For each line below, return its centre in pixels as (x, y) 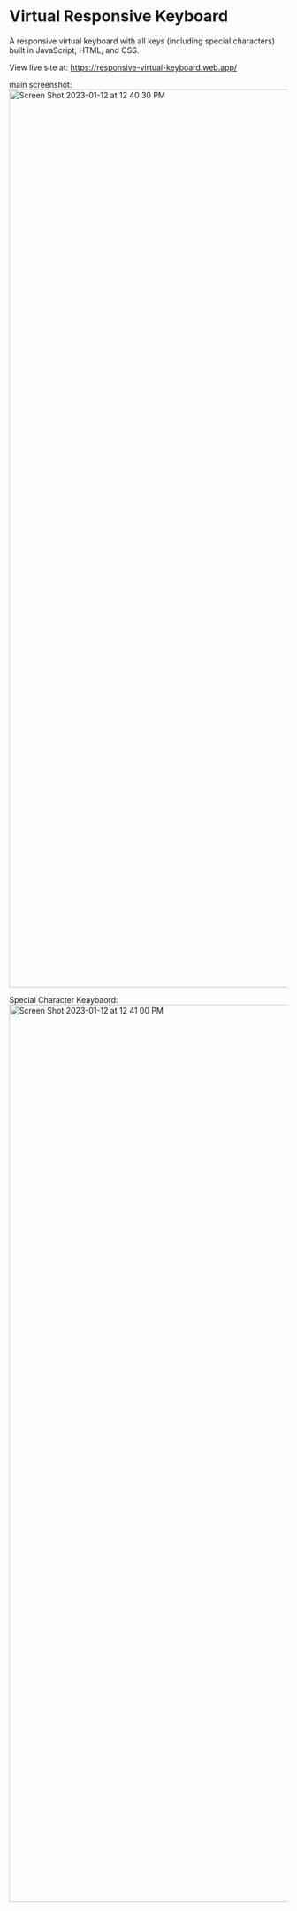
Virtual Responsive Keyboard (118, 16)
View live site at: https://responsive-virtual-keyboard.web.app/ (123, 67)
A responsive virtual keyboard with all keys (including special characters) (142, 41)
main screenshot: (41, 84)
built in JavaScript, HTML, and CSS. (74, 50)
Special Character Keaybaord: (64, 999)
